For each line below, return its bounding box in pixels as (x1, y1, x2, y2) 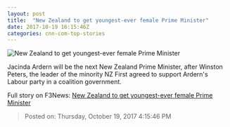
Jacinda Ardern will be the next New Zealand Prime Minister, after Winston (7, 62, 224, 71)
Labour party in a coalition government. (7, 78, 122, 86)
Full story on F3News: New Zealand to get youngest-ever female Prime (7, 91, 213, 100)
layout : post (7, 10, 46, 18)
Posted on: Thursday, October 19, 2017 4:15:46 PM (24, 112, 172, 121)
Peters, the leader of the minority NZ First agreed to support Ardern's (7, 70, 209, 79)
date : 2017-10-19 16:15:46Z (7, 23, 90, 30)
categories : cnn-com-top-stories (7, 29, 106, 37)
